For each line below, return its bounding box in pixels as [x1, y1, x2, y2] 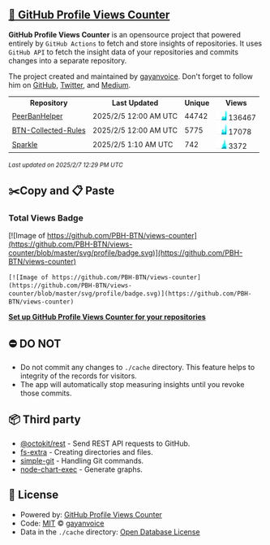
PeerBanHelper [11, 111, 63, 120]
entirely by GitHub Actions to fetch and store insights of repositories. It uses [8, 38, 262, 48]
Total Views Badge [8, 212, 84, 224]
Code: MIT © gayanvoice [19, 518, 105, 528]
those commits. [19, 388, 72, 399]
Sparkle [11, 140, 38, 150]
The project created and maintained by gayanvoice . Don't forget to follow [8, 71, 253, 81]
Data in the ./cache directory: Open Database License [19, 526, 200, 537]
